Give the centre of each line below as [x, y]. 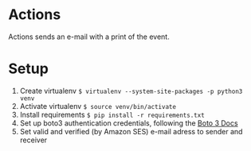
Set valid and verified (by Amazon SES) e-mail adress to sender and [131, 131]
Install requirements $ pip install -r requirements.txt [112, 114]
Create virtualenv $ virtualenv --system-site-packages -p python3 [131, 91]
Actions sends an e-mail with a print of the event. [89, 37]
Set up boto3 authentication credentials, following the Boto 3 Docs [129, 123]
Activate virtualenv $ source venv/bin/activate [98, 106]
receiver [33, 140]
